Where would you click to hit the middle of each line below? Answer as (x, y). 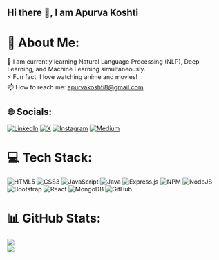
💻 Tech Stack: (50, 158)
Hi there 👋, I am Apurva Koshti (73, 13)
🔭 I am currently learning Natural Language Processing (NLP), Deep (103, 62)
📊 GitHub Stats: (54, 218)
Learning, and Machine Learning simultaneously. (76, 69)
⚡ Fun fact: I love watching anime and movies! (73, 77)
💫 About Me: (44, 43)
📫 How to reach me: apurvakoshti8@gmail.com (75, 87)
